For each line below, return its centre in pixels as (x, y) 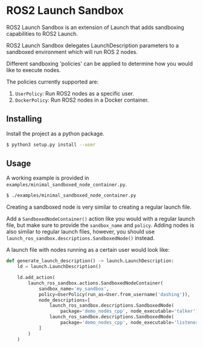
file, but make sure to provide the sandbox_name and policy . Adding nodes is (100, 225)
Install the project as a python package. (55, 133)
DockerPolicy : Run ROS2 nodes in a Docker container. (82, 100)
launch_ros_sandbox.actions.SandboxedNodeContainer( (96, 283)
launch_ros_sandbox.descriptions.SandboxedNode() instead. (81, 238)
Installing (24, 119)
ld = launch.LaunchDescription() (59, 267)
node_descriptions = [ (64, 300)
